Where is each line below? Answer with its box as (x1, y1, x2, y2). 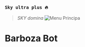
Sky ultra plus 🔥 (5, 5, 48, 10)
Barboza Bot (5, 33, 58, 44)
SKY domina (17, 15, 44, 21)
